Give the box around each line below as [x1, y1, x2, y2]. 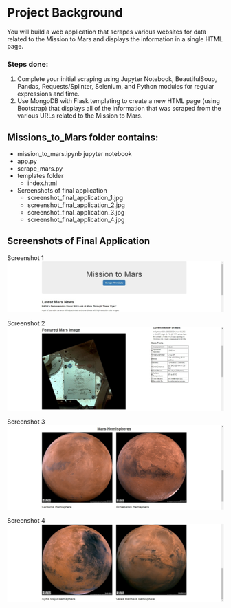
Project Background [7, 5, 123, 21]
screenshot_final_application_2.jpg [27, 201, 126, 209]
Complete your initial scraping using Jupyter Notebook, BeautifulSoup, [16, 75, 217, 83]
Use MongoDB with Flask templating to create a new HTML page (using [16, 97, 220, 105]
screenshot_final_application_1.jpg [27, 194, 124, 202]
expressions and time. [16, 89, 80, 98]
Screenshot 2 [7, 319, 45, 327]
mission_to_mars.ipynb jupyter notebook [16, 150, 132, 158]
